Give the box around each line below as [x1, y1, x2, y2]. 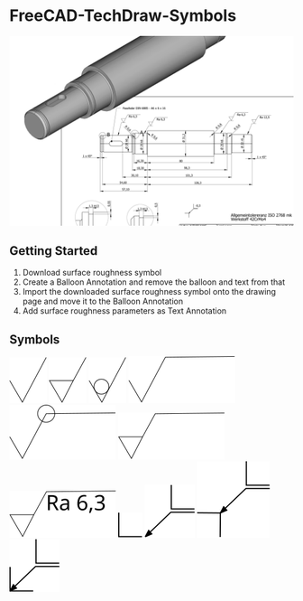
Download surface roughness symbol [22, 268, 162, 278]
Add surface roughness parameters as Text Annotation [22, 305, 227, 316]
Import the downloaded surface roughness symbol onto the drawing [22, 286, 277, 297]
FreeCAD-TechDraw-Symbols [9, 5, 237, 26]
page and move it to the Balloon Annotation [22, 296, 183, 307]
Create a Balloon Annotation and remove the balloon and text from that [22, 277, 286, 287]
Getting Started [9, 243, 98, 258]
